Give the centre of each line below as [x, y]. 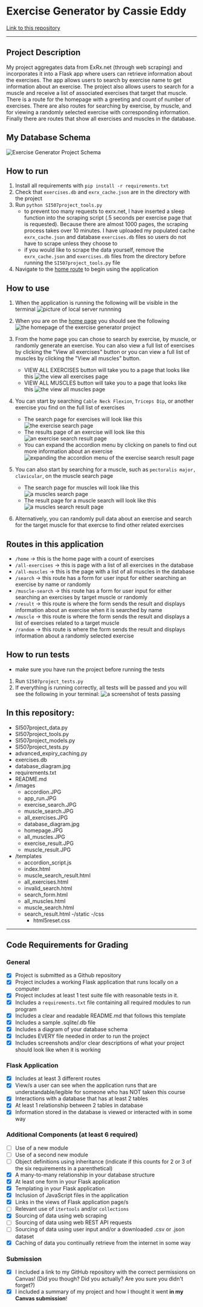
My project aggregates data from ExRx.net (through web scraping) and [95, 67]
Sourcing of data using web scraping [61, 1216]
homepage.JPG [43, 830]
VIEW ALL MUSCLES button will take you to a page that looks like [105, 383]
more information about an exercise [68, 451]
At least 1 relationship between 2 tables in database [79, 1106]
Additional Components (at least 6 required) [72, 1135]
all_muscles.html [45, 901]
